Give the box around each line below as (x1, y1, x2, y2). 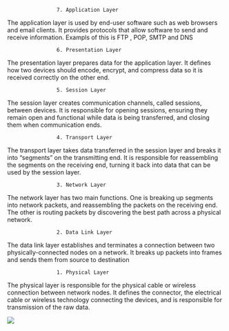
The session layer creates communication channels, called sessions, (7, 99, 202, 107)
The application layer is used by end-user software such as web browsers (7, 19, 218, 27)
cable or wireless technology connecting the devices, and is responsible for (7, 296, 223, 303)
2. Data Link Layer (56, 229, 112, 236)
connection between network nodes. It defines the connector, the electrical (7, 288, 221, 297)
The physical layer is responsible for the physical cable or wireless (7, 281, 197, 289)
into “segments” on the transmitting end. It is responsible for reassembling (7, 154, 219, 161)
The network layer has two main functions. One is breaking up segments (7, 194, 214, 201)
